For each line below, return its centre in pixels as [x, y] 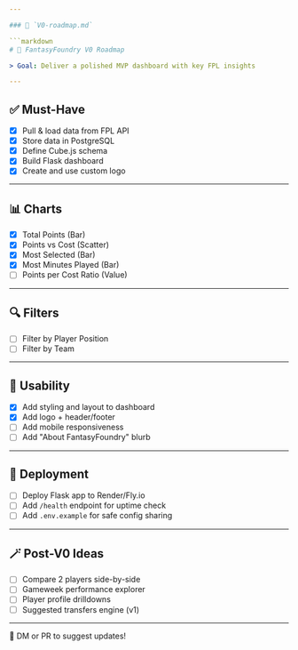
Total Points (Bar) [54, 235]
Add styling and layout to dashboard [88, 407]
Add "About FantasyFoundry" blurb [86, 437]
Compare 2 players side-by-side [81, 580]
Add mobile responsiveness [73, 427]
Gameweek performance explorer [84, 590]
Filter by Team [48, 349]
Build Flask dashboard [63, 161]
